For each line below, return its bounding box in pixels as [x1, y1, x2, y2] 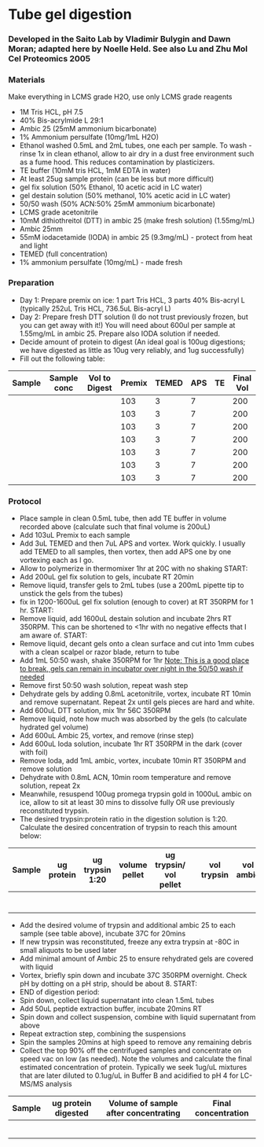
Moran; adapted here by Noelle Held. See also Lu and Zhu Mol [8, 43, 248, 54]
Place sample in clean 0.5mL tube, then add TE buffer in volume [19, 513, 227, 523]
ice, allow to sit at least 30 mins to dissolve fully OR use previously [19, 798, 235, 807]
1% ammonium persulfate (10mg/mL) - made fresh [19, 258, 183, 267]
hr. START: [19, 605, 54, 615]
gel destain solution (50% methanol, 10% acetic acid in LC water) [19, 191, 231, 200]
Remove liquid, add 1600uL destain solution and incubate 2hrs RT [19, 614, 232, 623]
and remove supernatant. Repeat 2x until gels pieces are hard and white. [19, 697, 255, 707]
